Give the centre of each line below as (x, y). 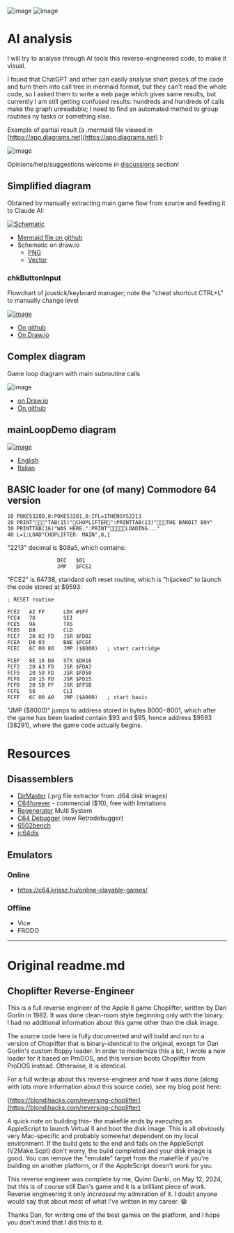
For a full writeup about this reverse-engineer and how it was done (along (113, 1079)
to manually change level (43, 301)
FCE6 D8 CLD (40, 630)
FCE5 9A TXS (40, 625)
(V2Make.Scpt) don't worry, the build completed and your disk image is (110, 1151)
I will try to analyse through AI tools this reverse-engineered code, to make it (117, 58)
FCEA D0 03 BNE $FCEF (49, 643)
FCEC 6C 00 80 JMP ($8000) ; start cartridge (84, 649)
